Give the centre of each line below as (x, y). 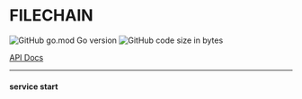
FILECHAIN (51, 16)
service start (34, 87)
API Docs (27, 57)
